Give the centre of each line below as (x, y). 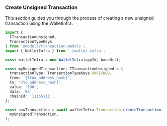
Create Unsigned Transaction (42, 7)
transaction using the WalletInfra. (39, 23)
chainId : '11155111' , (32, 96)
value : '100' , (24, 87)
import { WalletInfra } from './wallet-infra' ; (55, 51)
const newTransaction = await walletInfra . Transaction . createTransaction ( (84, 110)
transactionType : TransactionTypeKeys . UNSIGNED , (61, 73)
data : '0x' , (22, 91)
